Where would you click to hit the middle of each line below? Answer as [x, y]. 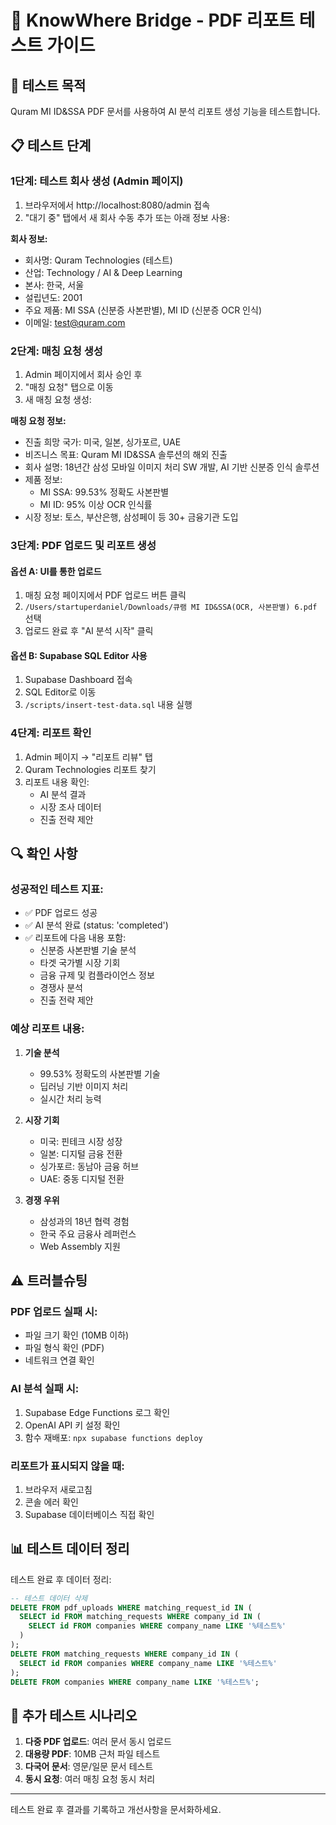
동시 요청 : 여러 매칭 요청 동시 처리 [90, 1779]
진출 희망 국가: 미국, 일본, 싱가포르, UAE [103, 442]
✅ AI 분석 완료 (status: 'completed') [96, 925]
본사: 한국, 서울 [54, 285]
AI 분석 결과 [63, 794]
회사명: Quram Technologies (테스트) [98, 260]
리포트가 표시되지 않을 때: [67, 1466]
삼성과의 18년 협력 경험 [84, 1221]
